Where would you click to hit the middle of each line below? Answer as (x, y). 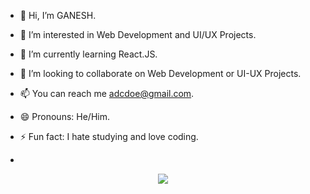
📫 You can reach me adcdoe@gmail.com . (107, 93)
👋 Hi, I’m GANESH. (58, 15)
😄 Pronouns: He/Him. (64, 116)
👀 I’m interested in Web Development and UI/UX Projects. (138, 34)
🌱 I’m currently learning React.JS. (88, 54)
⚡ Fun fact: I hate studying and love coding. (109, 136)
